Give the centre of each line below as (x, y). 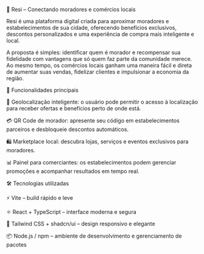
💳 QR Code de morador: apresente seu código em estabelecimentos (93, 121)
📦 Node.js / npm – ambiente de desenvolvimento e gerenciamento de (94, 236)
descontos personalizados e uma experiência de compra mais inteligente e (100, 34)
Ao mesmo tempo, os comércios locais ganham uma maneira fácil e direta (99, 65)
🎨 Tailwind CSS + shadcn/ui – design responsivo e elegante (81, 224)
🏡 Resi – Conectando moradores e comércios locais (71, 9)
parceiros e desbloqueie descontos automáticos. (68, 129)
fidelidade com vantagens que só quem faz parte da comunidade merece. (99, 59)
